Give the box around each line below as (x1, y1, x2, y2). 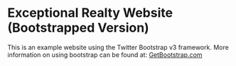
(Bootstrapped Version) (7, 20, 149, 36)
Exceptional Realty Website (7, 5, 173, 21)
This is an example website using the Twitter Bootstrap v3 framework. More (7, 43, 229, 51)
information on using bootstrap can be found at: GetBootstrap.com (7, 51, 203, 59)
